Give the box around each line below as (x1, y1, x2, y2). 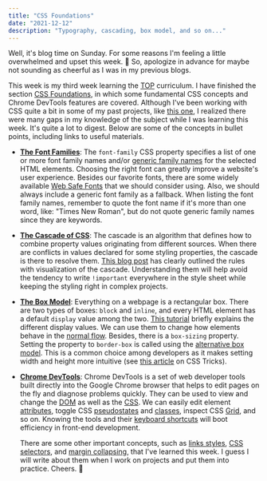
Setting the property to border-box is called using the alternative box (19, 340, 245, 349)
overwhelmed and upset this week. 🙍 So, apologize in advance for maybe (8, 57, 249, 66)
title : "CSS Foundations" (8, 11, 94, 20)
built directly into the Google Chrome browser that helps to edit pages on (19, 380, 260, 390)
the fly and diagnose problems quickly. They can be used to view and (19, 389, 249, 399)
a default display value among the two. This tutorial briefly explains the (19, 314, 254, 324)
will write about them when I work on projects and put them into (19, 455, 230, 465)
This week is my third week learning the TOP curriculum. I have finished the (8, 81, 257, 90)
